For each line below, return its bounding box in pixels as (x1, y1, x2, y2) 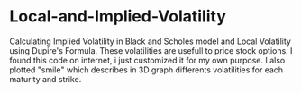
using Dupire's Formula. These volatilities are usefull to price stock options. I (9, 45, 293, 55)
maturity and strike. (9, 73, 82, 84)
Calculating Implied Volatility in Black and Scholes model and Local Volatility (9, 36, 291, 46)
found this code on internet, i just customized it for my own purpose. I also (9, 55, 286, 65)
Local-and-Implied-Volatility (9, 6, 227, 27)
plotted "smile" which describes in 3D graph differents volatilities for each (9, 64, 284, 75)
